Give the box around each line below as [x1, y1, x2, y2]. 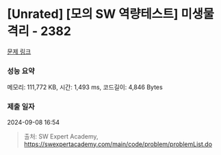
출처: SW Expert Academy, [23, 132, 99, 141]
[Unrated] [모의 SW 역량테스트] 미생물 [7, 6, 214, 22]
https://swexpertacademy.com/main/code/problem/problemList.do [23, 140, 213, 148]
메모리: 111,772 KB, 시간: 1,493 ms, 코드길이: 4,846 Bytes [7, 83, 163, 91]
